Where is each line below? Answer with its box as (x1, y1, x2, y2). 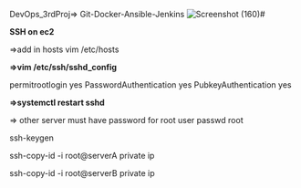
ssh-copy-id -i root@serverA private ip (9, 151, 155, 161)
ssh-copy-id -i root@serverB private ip (9, 168, 155, 178)
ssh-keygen (9, 132, 55, 143)
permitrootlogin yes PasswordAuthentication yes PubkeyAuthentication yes (9, 79, 292, 90)
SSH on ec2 (9, 26, 55, 37)
